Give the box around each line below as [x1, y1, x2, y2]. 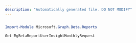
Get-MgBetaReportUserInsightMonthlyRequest [5, 33, 95, 38]
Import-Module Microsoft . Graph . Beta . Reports [5, 25, 97, 29]
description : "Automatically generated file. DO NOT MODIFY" [5, 7, 133, 12]
